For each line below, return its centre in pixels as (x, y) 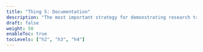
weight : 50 (20, 28)
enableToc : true (27, 34)
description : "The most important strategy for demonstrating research (98, 17)
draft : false (23, 23)
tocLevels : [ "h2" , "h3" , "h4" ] (46, 39)
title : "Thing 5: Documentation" (48, 12)
